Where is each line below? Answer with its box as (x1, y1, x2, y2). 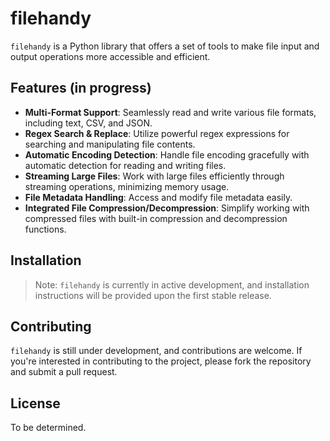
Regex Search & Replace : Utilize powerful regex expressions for (24, 127, 290, 139)
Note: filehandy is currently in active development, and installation (34, 278, 310, 291)
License (10, 395, 61, 412)
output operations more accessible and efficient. (10, 50, 211, 62)
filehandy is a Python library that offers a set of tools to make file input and (10, 40, 320, 52)
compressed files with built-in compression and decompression (24, 212, 288, 224)
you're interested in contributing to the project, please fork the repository (10, 355, 312, 367)
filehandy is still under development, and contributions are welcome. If (10, 345, 303, 357)
